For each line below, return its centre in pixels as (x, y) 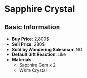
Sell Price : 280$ (28, 44)
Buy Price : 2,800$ (30, 39)
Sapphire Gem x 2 (37, 65)
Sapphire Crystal (40, 9)
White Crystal (33, 70)
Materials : (22, 60)
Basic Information (32, 27)
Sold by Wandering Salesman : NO (47, 49)
